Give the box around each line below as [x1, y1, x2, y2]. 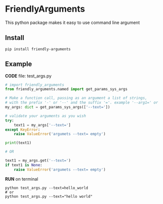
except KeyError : [5, 127, 41, 132]
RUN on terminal [5, 176, 38, 182]
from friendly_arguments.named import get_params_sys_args [5, 87, 128, 92]
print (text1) [5, 141, 32, 145]
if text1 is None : [5, 163, 42, 167]
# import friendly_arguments [5, 82, 64, 87]
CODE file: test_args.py [5, 73, 52, 79]
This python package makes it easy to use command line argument [5, 20, 140, 25]
